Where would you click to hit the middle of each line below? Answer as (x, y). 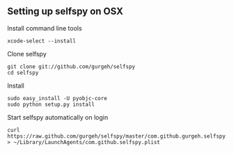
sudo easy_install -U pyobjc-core (57, 98)
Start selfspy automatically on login (58, 117)
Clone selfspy (27, 54)
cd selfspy (23, 72)
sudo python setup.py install (51, 104)
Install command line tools (45, 28)
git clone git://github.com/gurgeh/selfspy (71, 66)
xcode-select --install (42, 41)
